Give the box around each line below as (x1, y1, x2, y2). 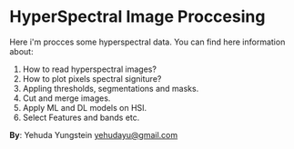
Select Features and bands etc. (22, 112, 140, 123)
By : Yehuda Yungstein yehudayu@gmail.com (9, 129, 178, 140)
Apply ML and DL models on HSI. (22, 102, 147, 113)
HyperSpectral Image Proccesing (9, 6, 266, 27)
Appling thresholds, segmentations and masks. (22, 83, 199, 94)
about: (9, 45, 34, 56)
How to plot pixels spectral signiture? (22, 73, 162, 84)
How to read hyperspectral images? (22, 64, 157, 74)
